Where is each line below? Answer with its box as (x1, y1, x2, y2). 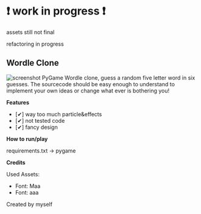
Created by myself (6, 201, 53, 208)
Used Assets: (6, 170, 40, 178)
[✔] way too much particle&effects (15, 110, 102, 118)
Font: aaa (15, 188, 39, 196)
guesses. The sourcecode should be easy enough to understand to (6, 80, 175, 88)
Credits (6, 159, 26, 166)
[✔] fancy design (15, 123, 58, 131)
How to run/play (6, 135, 48, 142)
